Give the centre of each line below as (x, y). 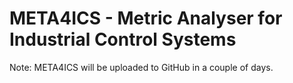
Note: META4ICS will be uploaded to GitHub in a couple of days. (141, 67)
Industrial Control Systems (123, 39)
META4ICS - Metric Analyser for (146, 18)
